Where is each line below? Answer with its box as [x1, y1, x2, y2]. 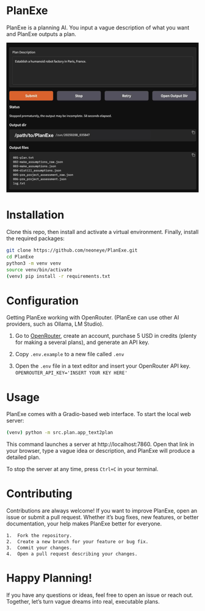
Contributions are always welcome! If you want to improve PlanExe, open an [6, 507, 198, 514]
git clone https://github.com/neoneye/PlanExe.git [6, 247, 138, 254]
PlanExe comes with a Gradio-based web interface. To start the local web [6, 411, 191, 418]
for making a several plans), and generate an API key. [15, 338, 149, 346]
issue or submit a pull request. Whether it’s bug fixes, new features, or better [6, 514, 199, 521]
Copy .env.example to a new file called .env [15, 351, 124, 358]
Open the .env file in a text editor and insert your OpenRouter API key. [15, 362, 191, 370]
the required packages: [6, 235, 65, 242]
